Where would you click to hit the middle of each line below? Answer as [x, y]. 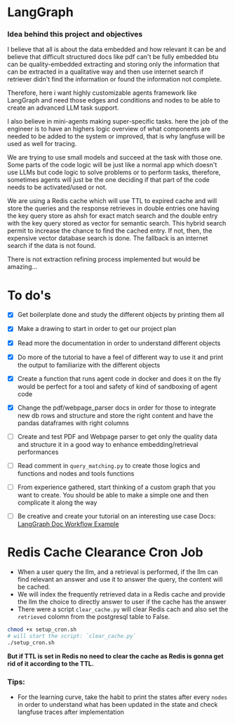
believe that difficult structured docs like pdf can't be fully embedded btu [113, 57]
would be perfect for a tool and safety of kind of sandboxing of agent [117, 386]
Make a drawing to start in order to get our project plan [97, 329]
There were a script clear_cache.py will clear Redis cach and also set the [123, 609]
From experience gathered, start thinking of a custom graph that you [116, 487]
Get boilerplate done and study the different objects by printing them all [121, 315]
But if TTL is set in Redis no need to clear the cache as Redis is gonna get [115, 656]
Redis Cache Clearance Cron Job [105, 553]
